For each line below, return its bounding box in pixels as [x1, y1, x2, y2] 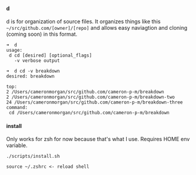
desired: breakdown [6, 73, 55, 80]
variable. [6, 142, 28, 149]
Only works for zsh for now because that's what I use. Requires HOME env [6, 136, 190, 143]
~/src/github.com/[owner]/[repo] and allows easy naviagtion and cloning [6, 24, 188, 32]
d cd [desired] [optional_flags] [8, 52, 93, 59]
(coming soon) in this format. [6, 30, 78, 38]
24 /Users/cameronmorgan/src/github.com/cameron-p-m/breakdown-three [6, 99, 183, 105]
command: [6, 105, 28, 111]
